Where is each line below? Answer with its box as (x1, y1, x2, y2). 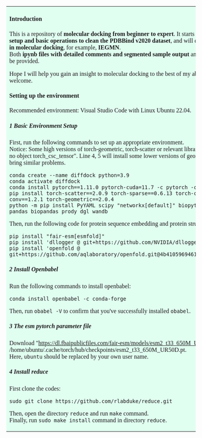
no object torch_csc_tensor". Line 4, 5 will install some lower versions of (9, 152, 186, 160)
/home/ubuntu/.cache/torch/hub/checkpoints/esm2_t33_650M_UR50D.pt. (9, 346, 187, 353)
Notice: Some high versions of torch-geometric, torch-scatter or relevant (9, 146, 183, 153)
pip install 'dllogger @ (9, 239, 81, 246)
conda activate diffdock (9, 178, 81, 185)
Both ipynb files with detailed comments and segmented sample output (9, 51, 189, 58)
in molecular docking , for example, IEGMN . (9, 43, 121, 51)
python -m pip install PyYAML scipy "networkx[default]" (9, 202, 176, 209)
